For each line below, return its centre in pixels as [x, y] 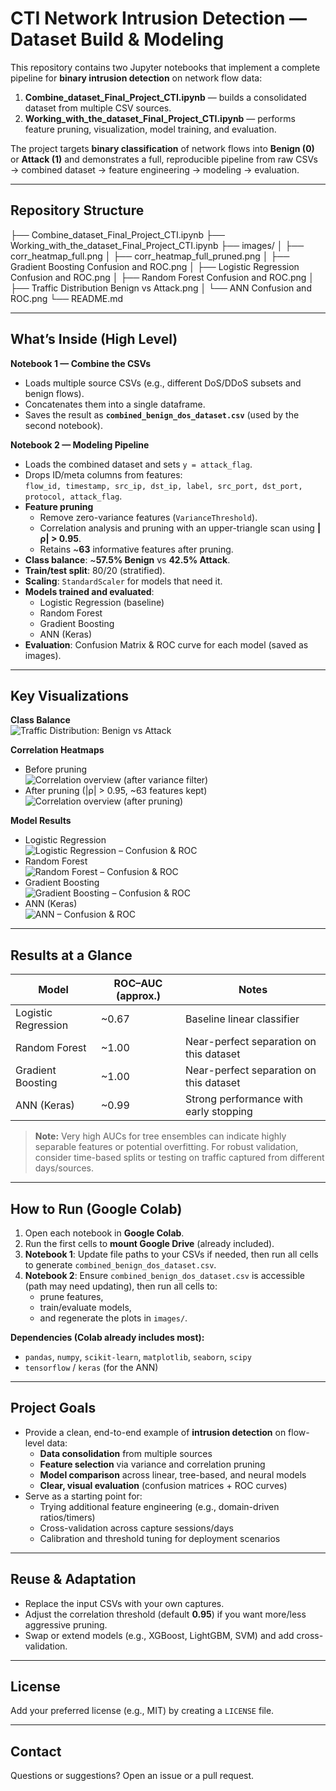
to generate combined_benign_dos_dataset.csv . [120, 1265]
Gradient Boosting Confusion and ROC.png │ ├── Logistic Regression [155, 266]
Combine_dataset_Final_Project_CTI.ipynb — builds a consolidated [165, 97]
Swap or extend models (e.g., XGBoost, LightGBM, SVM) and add [159, 1635]
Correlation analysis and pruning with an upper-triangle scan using [177, 528]
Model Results [41, 821]
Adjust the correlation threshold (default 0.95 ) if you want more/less [165, 1614]
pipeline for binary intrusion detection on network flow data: [136, 78]
